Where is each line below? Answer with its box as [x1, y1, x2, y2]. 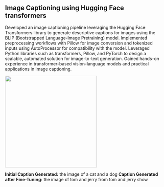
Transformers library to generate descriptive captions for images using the [5, 29, 156, 36]
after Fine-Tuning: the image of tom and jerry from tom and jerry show [5, 176, 148, 182]
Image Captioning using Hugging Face [5, 4, 124, 12]
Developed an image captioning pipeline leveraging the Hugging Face [5, 24, 146, 30]
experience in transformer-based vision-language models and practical [5, 61, 149, 66]
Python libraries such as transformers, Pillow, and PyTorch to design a [5, 50, 146, 56]
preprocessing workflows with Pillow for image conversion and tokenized [5, 40, 153, 46]
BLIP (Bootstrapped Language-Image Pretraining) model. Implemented [5, 35, 148, 41]
